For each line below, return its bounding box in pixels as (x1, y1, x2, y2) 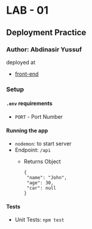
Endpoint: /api (14, 147, 51, 154)
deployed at (6, 58, 36, 66)
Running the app (6, 126, 48, 134)
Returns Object (23, 158, 61, 165)
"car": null (26, 185, 57, 191)
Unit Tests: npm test (14, 216, 65, 224)
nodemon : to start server (14, 140, 72, 147)
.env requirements (6, 100, 53, 107)
